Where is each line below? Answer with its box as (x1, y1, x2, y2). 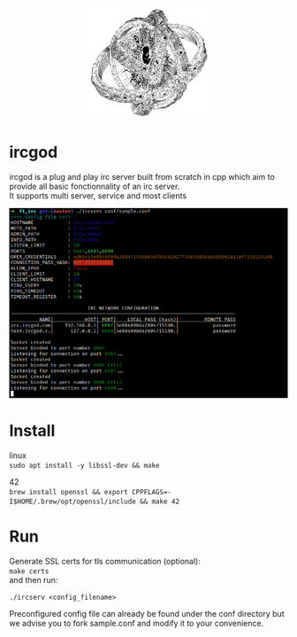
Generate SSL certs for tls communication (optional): (9, 556, 202, 567)
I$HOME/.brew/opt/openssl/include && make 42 (9, 497, 179, 507)
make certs (9, 567, 49, 576)
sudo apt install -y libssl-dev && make (9, 462, 161, 470)
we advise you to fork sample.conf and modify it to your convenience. (9, 618, 264, 629)
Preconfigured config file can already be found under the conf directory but (9, 609, 285, 619)
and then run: (9, 575, 58, 586)
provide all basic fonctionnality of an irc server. (9, 181, 180, 191)
